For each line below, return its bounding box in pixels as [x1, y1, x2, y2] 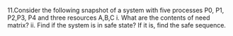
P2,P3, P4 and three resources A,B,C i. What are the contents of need [7, 13, 210, 22]
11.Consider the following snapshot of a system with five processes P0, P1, [7, 6, 225, 14]
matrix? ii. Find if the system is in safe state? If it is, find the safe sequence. [7, 21, 227, 29]
